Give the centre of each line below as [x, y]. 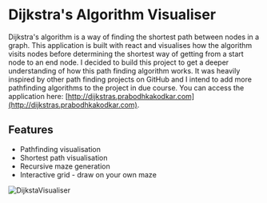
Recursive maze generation [65, 166]
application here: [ [38, 96]
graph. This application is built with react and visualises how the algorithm [130, 45]
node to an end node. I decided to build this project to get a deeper [119, 62]
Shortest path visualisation [64, 157]
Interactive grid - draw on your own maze [88, 174]
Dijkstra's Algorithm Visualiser [112, 15]
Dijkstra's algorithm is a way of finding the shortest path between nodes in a [134, 37]
